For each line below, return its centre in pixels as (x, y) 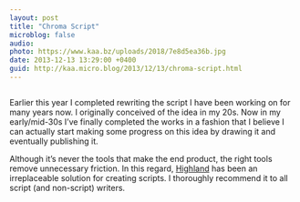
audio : (22, 43)
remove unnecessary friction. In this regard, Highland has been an (134, 168)
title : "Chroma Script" (55, 26)
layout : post (34, 18)
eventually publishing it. (54, 141)
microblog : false (42, 35)
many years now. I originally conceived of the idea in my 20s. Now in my (145, 112)
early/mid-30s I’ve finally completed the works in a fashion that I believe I (147, 121)
